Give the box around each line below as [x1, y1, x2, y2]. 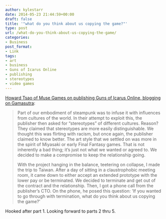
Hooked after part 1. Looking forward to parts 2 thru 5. [5, 208, 116, 214]
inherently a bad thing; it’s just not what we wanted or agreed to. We [17, 146, 158, 152]
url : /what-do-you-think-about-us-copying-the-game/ [5, 30, 117, 35]
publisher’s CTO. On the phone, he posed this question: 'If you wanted [17, 188, 162, 194]
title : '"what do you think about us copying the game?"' [5, 21, 128, 26]
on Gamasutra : [5, 100, 36, 106]
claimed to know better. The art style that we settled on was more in [17, 136, 157, 142]
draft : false [5, 16, 32, 21]
